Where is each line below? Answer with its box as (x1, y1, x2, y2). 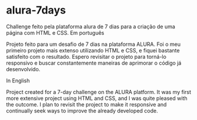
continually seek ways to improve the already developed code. (6, 107, 158, 114)
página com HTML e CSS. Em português (6, 29, 104, 36)
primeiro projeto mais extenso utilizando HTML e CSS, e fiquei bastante (6, 46, 180, 54)
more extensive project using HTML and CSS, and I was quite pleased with (6, 95, 188, 102)
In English (6, 77, 30, 84)
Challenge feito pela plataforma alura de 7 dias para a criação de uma (6, 23, 176, 30)
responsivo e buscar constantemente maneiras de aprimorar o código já (6, 59, 182, 66)
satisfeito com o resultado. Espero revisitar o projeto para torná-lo (6, 53, 167, 60)
